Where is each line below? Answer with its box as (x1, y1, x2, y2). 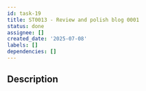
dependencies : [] (7, 49, 57, 55)
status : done (7, 23, 45, 29)
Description (7, 73, 58, 86)
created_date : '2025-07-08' (7, 36, 88, 42)
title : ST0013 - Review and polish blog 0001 (7, 16, 139, 23)
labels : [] (7, 42, 38, 49)
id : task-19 (7, 10, 41, 17)
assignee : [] (7, 29, 45, 36)
